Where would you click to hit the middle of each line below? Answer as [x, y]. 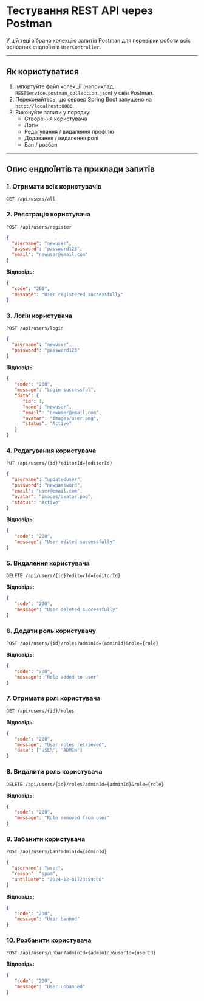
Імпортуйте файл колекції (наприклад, [65, 86]
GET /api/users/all [31, 199]
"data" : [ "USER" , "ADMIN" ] [49, 750]
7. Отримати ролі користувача [53, 698]
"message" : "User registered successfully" [67, 294]
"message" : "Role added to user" [56, 677]
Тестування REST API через [80, 11]
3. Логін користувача [39, 316]
